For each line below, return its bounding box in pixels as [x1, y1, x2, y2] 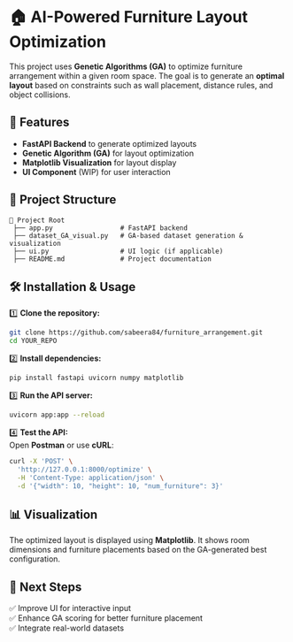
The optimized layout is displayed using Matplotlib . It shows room [9, 535, 251, 546]
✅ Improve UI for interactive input [9, 603, 131, 613]
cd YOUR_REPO [9, 337, 58, 346]
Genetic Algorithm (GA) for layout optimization [21, 148, 195, 158]
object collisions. [9, 89, 71, 100]
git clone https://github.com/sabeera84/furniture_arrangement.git [9, 328, 264, 337]
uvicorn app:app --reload [9, 410, 104, 419]
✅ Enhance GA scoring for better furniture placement [9, 613, 204, 623]
